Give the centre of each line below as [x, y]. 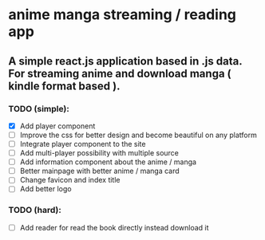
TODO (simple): [39, 108]
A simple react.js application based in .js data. [125, 61]
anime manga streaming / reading [123, 15]
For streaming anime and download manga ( [120, 73]
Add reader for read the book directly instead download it [114, 227]
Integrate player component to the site [83, 144]
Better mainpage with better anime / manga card [99, 171]
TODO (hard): [35, 210]
